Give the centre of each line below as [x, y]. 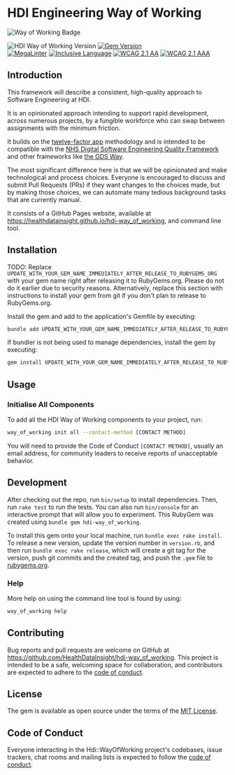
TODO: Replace [30, 266]
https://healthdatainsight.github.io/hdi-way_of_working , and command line [114, 220]
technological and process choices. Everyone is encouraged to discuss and [116, 177]
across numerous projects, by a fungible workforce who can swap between [116, 120]
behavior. [21, 460]
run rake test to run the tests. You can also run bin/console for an [103, 507]
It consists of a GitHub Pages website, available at [79, 213]
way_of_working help [37, 611]
